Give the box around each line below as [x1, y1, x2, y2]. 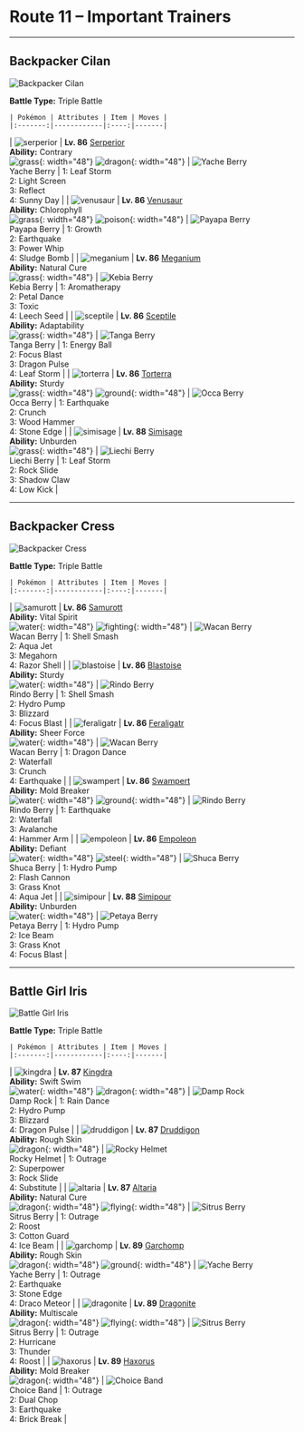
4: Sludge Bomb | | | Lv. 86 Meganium [9, 252, 202, 263]
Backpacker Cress [9, 519, 115, 535]
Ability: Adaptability [9, 319, 84, 330]
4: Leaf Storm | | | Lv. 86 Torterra [9, 368, 172, 378]
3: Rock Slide [9, 1172, 59, 1183]
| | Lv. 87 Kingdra [9, 1066, 113, 1077]
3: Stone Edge [9, 1289, 62, 1300]
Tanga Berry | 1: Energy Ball [9, 338, 112, 350]
